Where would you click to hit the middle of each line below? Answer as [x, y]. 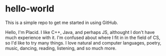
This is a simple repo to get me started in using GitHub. [62, 22]
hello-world [30, 9]
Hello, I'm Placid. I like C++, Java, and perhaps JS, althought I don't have [80, 32]
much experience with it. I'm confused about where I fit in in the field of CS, [83, 37]
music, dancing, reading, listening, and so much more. [61, 48]
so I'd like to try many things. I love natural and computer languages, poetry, [83, 42]
